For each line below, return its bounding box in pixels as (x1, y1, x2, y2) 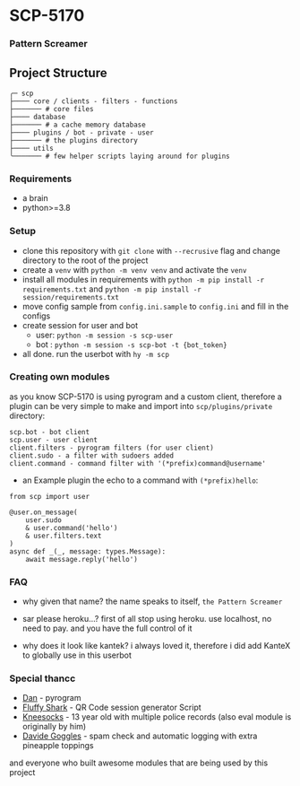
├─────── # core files (9, 104, 94, 113)
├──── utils (9, 144, 54, 153)
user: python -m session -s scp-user (35, 329, 174, 340)
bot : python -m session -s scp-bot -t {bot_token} (35, 338, 227, 350)
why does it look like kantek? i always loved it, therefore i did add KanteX (21, 641, 291, 651)
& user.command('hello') (25, 523, 118, 532)
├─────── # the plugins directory (9, 135, 139, 144)
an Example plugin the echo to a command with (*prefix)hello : (21, 475, 259, 485)
